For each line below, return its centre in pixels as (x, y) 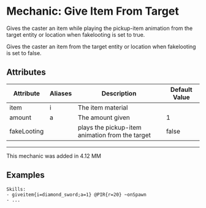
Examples (25, 175)
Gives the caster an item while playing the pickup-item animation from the (100, 28)
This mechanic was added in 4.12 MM (54, 156)
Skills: (16, 189)
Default (181, 89)
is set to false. (24, 53)
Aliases (61, 93)
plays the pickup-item (110, 127)
